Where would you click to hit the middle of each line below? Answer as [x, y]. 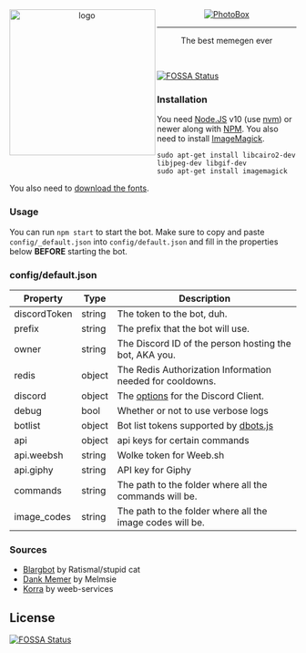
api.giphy [34, 470]
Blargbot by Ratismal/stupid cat [82, 570]
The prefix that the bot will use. [184, 328]
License [32, 618]
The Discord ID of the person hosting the [204, 343]
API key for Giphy [154, 470]
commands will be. [157, 496]
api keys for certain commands [183, 440]
